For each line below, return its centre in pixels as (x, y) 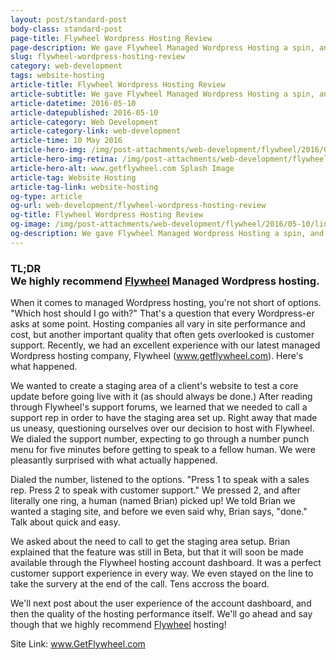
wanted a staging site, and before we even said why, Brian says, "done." (159, 512)
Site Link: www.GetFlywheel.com (78, 644)
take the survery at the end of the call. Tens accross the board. (140, 584)
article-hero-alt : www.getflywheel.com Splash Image (122, 168)
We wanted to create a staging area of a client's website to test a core (154, 386)
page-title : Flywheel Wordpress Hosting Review (111, 38)
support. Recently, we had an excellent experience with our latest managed (165, 345)
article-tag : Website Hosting (73, 177)
